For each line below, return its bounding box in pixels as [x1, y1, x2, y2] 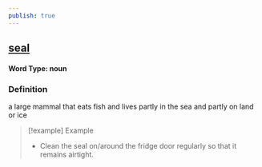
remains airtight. [39, 149, 95, 159]
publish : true [8, 11, 56, 20]
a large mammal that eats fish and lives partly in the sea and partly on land [8, 101, 254, 111]
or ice [8, 109, 28, 120]
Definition [8, 83, 48, 94]
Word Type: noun [8, 63, 67, 73]
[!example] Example [27, 125, 94, 135]
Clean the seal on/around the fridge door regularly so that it [39, 141, 237, 150]
